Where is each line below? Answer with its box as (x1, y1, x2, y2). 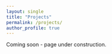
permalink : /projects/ (6, 19, 63, 25)
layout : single (6, 8, 44, 15)
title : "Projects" (6, 14, 52, 20)
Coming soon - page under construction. (6, 41, 107, 48)
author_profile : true (6, 25, 60, 31)
